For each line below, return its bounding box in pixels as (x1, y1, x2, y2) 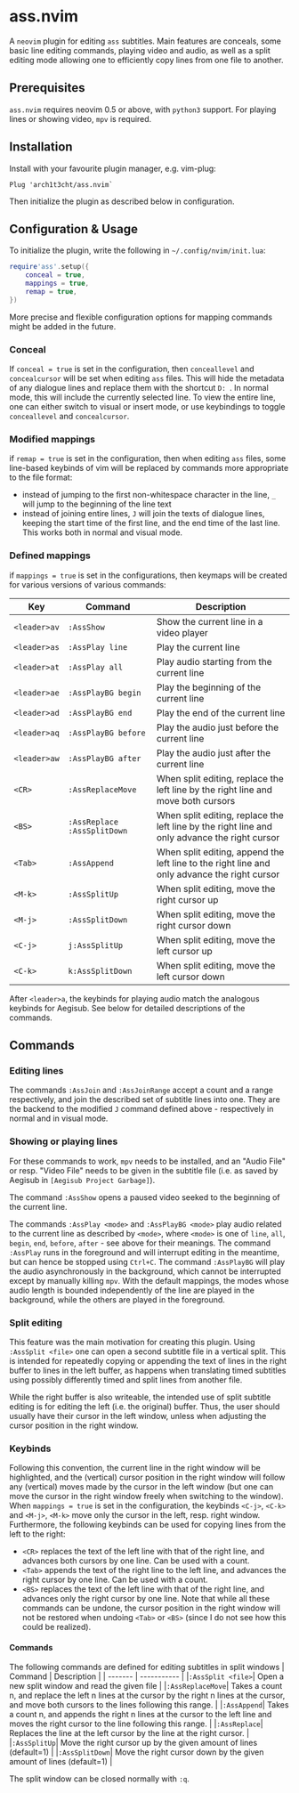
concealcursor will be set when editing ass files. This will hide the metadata (9, 373, 285, 384)
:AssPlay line (68, 642, 128, 652)
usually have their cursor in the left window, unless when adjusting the (9, 1410, 267, 1421)
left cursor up (156, 945, 213, 957)
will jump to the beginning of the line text (21, 499, 172, 509)
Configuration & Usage (9, 221, 138, 237)
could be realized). (21, 1622, 92, 1633)
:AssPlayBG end (68, 708, 133, 718)
